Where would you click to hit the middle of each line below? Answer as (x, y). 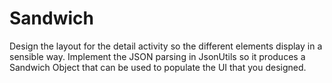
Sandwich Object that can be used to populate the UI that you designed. (158, 67)
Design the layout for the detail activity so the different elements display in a (166, 46)
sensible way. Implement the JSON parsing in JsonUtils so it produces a (157, 56)
